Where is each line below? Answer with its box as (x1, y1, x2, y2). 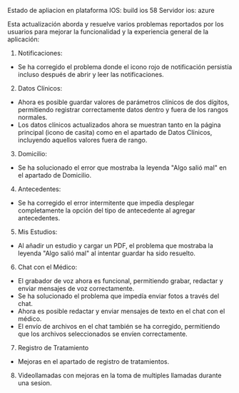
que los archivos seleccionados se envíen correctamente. (17, 330, 188, 338)
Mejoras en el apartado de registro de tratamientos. (17, 357, 170, 366)
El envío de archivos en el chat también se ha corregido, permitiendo (17, 322, 220, 330)
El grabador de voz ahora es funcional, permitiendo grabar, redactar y (17, 277, 223, 285)
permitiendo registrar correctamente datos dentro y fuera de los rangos (17, 106, 228, 113)
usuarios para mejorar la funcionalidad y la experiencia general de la (7, 28, 209, 36)
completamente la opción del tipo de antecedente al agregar (17, 206, 196, 215)
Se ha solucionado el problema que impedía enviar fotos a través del (17, 292, 220, 300)
